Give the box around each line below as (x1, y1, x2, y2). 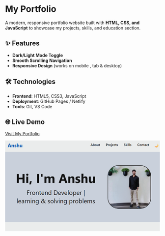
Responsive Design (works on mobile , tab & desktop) (12, 62, 122, 68)
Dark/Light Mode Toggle (12, 52, 63, 58)
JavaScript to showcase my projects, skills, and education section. (5, 25, 141, 30)
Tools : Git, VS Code (12, 103, 53, 109)
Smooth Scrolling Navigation (12, 58, 72, 63)
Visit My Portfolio (5, 131, 40, 137)
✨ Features (5, 39, 40, 48)
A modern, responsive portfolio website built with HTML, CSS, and (5, 20, 140, 26)
